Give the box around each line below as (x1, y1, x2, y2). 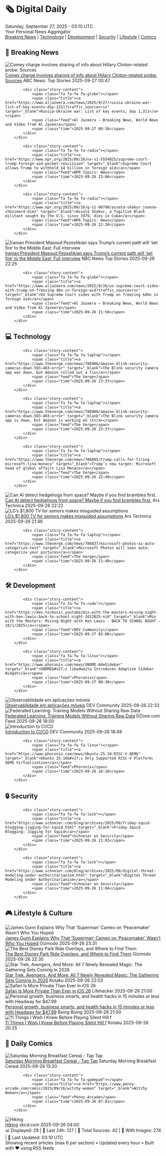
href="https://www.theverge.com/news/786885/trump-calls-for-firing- (5, 457, 152, 462)
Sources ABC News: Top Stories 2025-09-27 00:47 (5, 77, 111, 83)
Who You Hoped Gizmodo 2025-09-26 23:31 (5, 940, 97, 946)
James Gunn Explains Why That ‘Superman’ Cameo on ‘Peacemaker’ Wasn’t (5, 935, 161, 941)
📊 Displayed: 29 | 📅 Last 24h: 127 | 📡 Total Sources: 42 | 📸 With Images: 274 (5, 1127, 162, 1133)
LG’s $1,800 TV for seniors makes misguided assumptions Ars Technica (5, 513, 152, 519)
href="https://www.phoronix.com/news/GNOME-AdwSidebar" (5, 662, 123, 667)
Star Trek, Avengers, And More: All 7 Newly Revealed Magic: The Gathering (5, 972, 159, 978)
